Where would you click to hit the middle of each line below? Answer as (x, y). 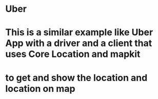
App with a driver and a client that (79, 43)
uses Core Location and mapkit (73, 54)
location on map (40, 88)
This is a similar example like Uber (79, 33)
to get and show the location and (76, 78)
